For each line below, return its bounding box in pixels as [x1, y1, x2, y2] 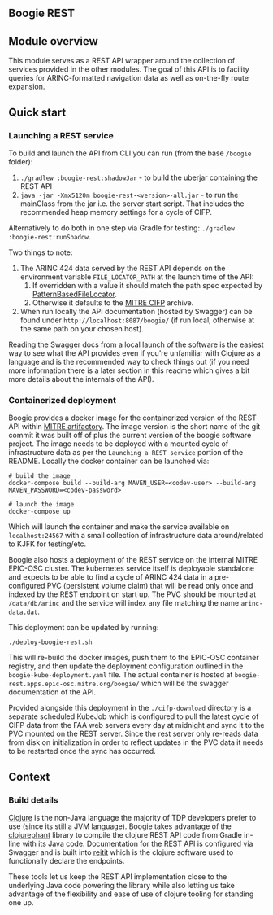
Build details [8, 794, 58, 805]
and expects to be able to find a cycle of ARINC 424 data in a [8, 572, 214, 582]
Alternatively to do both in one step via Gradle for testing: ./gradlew [8, 223, 236, 233]
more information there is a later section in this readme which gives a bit [8, 366, 250, 375]
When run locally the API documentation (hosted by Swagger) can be [19, 306, 253, 316]
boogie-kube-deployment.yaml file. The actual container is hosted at [8, 670, 233, 680]
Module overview [8, 34, 99, 48]
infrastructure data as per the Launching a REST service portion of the [8, 448, 244, 457]
